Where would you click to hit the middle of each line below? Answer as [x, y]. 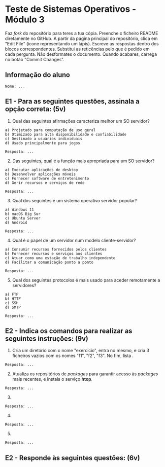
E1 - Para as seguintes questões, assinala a [72, 101]
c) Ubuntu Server [23, 218]
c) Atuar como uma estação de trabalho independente [60, 258]
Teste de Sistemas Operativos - [71, 9]
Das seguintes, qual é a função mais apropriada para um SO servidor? [83, 161]
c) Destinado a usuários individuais [44, 139]
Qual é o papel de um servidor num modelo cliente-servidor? [74, 240]
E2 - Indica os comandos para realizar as [69, 331]
